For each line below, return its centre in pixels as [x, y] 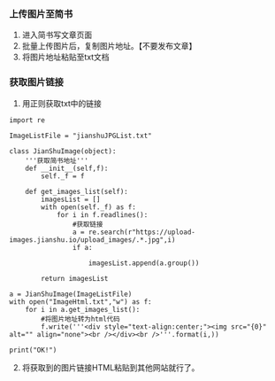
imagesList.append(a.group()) [144, 263]
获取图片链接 [37, 82]
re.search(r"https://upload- [142, 232]
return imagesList [75, 278]
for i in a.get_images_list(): [83, 309]
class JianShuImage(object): [63, 151]
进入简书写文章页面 [57, 35]
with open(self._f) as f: [89, 207]
